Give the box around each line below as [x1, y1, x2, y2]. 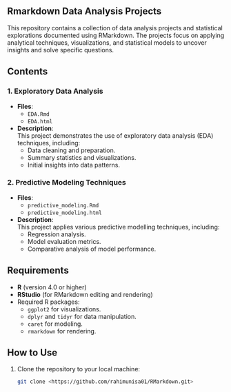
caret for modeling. [27, 320, 83, 328]
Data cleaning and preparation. [27, 146, 116, 154]
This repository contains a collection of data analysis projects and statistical [7, 23, 223, 32]
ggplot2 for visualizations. [27, 305, 101, 313]
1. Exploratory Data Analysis [7, 86, 103, 96]
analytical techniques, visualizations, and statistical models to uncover [7, 38, 207, 47]
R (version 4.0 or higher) [17, 282, 88, 291]
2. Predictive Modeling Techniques [7, 178, 126, 187]
